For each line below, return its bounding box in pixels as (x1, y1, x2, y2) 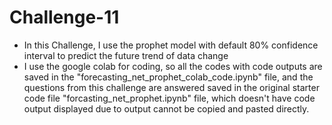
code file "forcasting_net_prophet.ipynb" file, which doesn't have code (23, 92, 316, 104)
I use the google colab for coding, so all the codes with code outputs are (23, 60, 323, 72)
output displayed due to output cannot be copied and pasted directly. (23, 102, 310, 115)
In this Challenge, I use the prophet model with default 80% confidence (23, 39, 319, 51)
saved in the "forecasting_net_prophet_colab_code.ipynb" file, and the (23, 71, 314, 83)
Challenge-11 (9, 6, 120, 29)
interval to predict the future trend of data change (23, 49, 229, 61)
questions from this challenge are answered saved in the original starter (23, 81, 320, 93)
